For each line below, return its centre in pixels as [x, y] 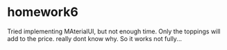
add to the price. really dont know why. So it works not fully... [95, 38]
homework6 [43, 12]
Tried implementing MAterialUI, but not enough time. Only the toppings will [114, 31]
